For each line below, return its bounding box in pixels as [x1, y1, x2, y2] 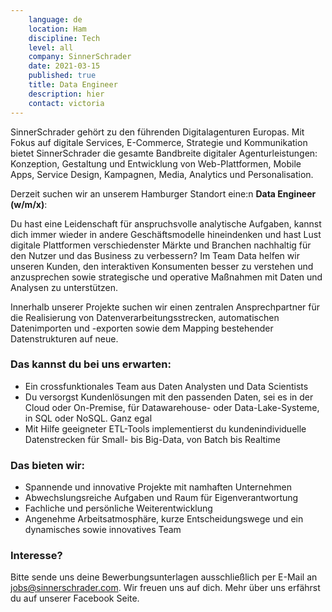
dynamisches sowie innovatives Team [24, 524, 182, 536]
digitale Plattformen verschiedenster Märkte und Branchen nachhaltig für [10, 239, 312, 251]
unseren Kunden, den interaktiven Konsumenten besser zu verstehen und [10, 260, 314, 272]
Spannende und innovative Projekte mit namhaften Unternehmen [24, 481, 293, 493]
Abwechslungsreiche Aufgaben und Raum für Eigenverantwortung [24, 492, 299, 504]
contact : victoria [28, 98, 105, 108]
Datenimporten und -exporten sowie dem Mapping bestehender [10, 322, 274, 334]
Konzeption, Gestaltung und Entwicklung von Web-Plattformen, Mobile [10, 157, 302, 170]
